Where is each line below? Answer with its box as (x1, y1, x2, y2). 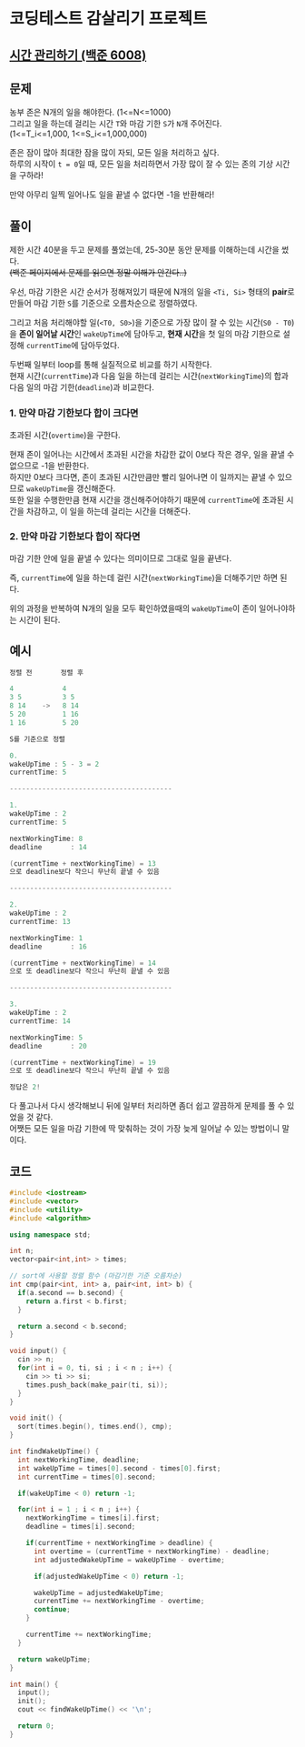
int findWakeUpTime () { (9, 1447, 100, 1456)
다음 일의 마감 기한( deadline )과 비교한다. (9, 382, 154, 393)
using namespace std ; (9, 1230, 92, 1240)
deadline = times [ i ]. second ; (25, 1522, 136, 1531)
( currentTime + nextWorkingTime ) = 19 (9, 1058, 156, 1067)
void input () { (9, 1347, 67, 1356)
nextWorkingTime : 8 (9, 834, 84, 843)
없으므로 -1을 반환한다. (9, 460, 89, 471)
